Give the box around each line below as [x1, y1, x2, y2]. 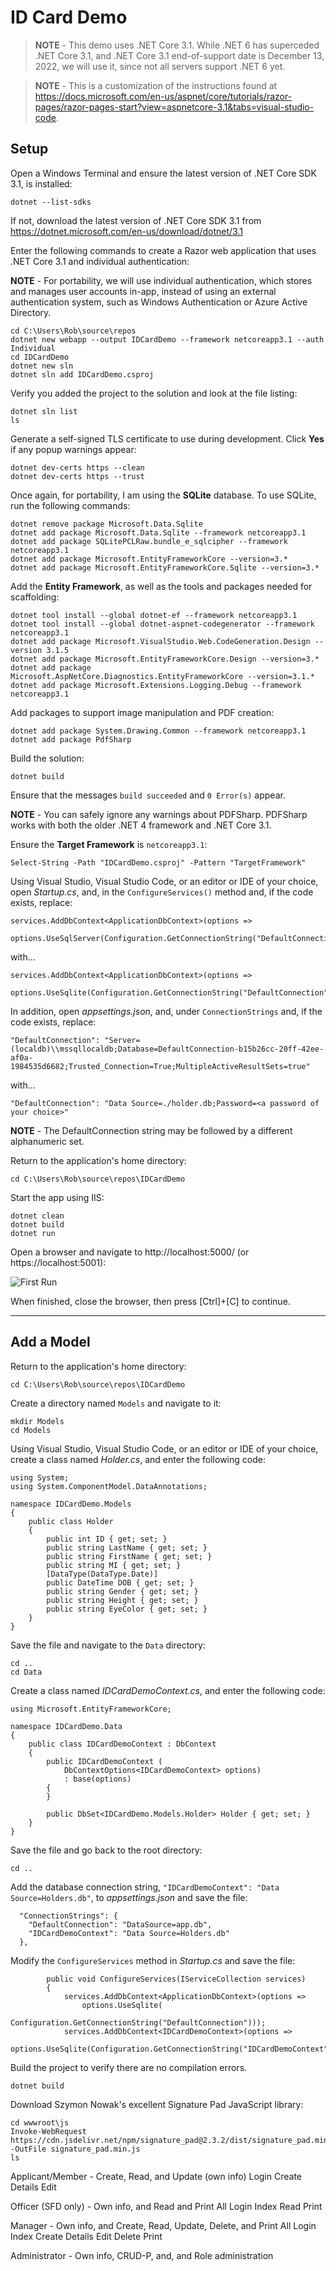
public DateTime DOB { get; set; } [46, 1577, 195, 1588]
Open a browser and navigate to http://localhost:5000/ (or [10, 1246, 250, 1258]
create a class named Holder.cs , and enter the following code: [10, 1453, 266, 1465]
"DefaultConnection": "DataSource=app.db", [28, 1919, 213, 1930]
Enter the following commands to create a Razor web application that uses [10, 244, 317, 256]
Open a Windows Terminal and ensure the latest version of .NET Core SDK [10, 167, 317, 179]
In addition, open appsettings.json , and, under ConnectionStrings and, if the [10, 1005, 323, 1017]
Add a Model [10, 1334, 91, 1351]
